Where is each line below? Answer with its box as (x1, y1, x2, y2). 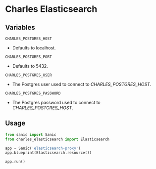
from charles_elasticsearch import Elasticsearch (5, 137, 110, 142)
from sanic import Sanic (5, 132, 56, 137)
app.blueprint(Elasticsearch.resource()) (5, 150, 92, 155)
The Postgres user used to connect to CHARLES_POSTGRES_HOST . (12, 82, 152, 87)
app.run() (5, 159, 26, 164)
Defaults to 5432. (12, 63, 48, 69)
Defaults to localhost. (12, 45, 56, 50)
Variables (5, 23, 36, 32)
